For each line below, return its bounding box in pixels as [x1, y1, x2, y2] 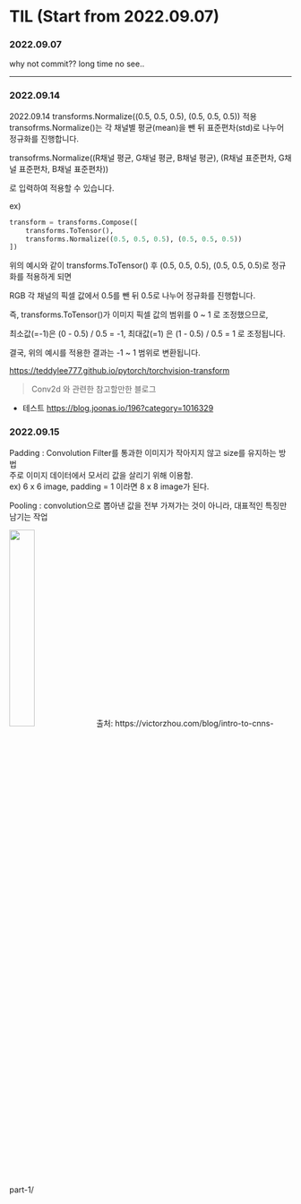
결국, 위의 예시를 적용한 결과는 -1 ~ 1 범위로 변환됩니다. [9, 348, 202, 358]
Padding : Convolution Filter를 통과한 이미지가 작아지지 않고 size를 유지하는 [9, 447, 277, 458]
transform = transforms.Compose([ [9, 218, 139, 227]
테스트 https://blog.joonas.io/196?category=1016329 [21, 403, 214, 414]
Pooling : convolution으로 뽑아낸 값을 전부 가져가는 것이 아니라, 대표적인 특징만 [9, 500, 288, 511]
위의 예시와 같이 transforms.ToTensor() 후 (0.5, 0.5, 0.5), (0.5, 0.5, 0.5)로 [9, 260, 271, 271]
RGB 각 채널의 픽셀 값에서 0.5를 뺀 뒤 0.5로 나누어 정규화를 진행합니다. [9, 290, 256, 301]
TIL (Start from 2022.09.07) [9, 6, 219, 27]
